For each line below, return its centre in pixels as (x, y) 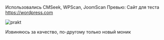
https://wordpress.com (29, 12)
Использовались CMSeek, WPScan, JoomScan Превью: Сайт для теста (82, 7)
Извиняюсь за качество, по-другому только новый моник (68, 32)
